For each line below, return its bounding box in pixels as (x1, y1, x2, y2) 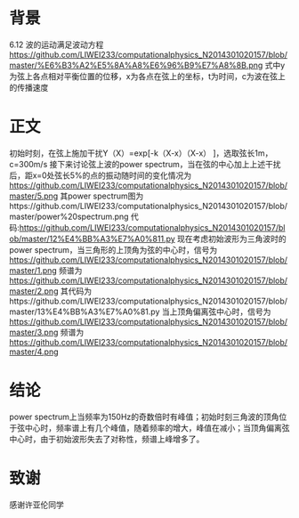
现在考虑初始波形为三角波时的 (176, 233, 287, 244)
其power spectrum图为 (60, 190, 144, 201)
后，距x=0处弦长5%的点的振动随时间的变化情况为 (9, 170, 192, 181)
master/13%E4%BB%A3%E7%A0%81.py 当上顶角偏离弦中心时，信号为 (9, 306, 271, 317)
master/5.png (9, 190, 59, 201)
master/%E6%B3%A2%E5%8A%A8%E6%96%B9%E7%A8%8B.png (9, 60, 263, 70)
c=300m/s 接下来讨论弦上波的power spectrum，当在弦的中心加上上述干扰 (9, 158, 282, 169)
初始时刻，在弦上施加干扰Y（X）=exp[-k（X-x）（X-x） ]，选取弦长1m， (9, 148, 273, 158)
